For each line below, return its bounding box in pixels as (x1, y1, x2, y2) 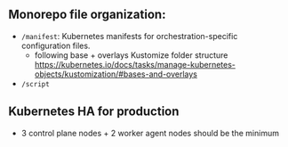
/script (20, 79, 50, 88)
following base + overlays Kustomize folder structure (34, 49, 228, 61)
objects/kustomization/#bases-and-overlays (34, 69, 197, 79)
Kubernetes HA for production (8, 104, 180, 119)
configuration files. (20, 40, 91, 51)
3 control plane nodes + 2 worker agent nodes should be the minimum (20, 127, 279, 138)
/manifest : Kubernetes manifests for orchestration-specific (20, 30, 238, 41)
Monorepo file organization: (8, 7, 166, 22)
